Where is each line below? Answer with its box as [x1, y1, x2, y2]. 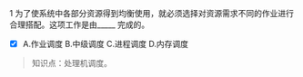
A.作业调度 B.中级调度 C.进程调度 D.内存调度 [22, 39, 189, 49]
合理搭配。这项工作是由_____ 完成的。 [9, 19, 150, 30]
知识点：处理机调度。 [31, 58, 112, 69]
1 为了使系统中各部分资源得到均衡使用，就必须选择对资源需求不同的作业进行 [9, 8, 294, 18]
